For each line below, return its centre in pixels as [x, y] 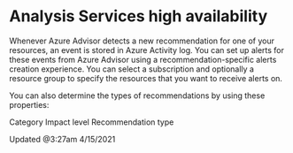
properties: [29, 104]
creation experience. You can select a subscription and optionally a [132, 69]
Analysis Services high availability [139, 16]
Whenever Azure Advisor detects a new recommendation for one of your [142, 41]
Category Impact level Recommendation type [92, 122]
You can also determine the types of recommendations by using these [137, 96]
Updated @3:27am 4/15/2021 [62, 139]
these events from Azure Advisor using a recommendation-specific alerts [143, 59]
